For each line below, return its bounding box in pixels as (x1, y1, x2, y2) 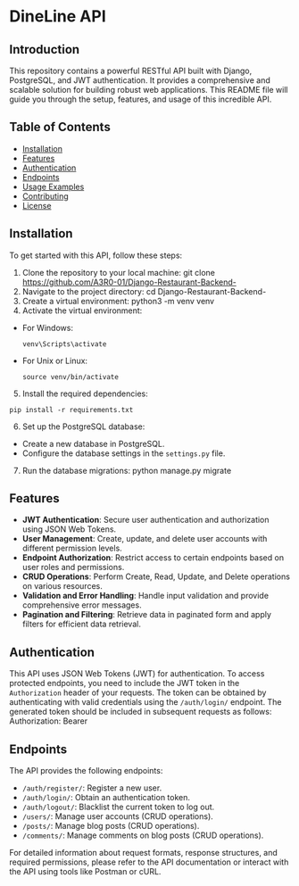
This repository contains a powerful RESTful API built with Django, (9, 65, 253, 76)
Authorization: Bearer (9, 716, 87, 726)
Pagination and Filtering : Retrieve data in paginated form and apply (21, 609, 272, 620)
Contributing (21, 190, 69, 202)
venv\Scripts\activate (21, 339, 107, 349)
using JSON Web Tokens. (21, 524, 117, 534)
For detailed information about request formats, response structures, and (9, 848, 278, 858)
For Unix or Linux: (21, 355, 87, 366)
